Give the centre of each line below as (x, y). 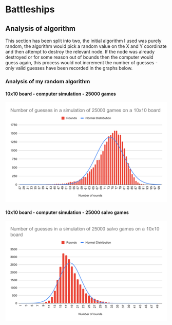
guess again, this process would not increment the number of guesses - (82, 62)
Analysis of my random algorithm (48, 81)
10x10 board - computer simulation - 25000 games (61, 94)
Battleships (30, 10)
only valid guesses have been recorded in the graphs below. (69, 68)
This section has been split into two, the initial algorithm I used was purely (83, 41)
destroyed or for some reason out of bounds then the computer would (79, 57)
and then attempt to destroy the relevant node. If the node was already (80, 52)
